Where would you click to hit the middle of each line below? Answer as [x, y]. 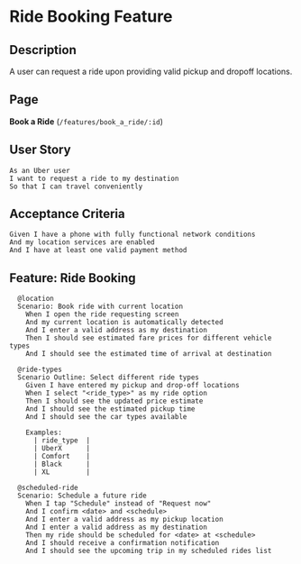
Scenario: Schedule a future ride [82, 496]
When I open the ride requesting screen [102, 314]
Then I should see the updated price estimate [114, 401]
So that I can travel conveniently [76, 186]
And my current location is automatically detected [124, 323]
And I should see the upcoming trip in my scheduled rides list [149, 551]
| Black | [62, 464]
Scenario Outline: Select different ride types [109, 378]
